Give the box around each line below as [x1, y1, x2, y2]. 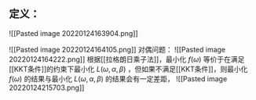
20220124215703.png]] [9, 83, 85, 92]
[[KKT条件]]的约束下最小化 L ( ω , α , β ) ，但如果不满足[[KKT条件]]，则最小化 [9, 64, 248, 73]
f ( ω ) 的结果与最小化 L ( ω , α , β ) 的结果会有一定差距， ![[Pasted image [9, 73, 228, 84]
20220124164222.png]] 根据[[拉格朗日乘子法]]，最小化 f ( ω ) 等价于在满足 [9, 54, 245, 64]
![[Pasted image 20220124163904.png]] [9, 28, 138, 37]
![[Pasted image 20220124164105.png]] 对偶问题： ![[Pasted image [9, 45, 226, 54]
